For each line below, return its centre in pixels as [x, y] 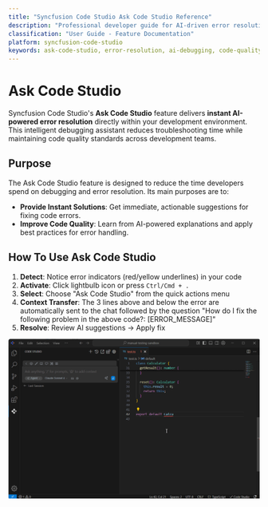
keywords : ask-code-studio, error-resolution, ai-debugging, [112, 51]
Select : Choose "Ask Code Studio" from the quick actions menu [124, 293]
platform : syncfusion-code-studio [66, 42]
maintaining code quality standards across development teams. [112, 139]
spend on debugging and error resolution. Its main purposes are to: [119, 191]
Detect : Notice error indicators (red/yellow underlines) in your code [130, 276]
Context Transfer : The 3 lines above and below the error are [119, 302]
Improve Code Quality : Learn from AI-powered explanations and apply [136, 224]
